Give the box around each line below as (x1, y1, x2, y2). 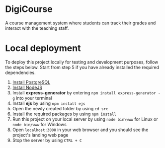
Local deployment (5, 43, 81, 54)
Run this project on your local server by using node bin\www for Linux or (12, 116, 158, 122)
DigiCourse (5, 3, 53, 15)
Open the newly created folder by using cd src (12, 105, 108, 111)
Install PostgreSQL (12, 79, 51, 85)
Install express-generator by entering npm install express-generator (12, 89, 156, 95)
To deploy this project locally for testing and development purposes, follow (5, 59, 159, 65)
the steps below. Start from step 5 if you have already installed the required (5, 64, 160, 70)
